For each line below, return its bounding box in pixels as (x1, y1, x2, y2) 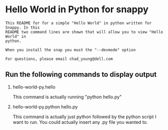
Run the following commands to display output (5, 70, 157, 79)
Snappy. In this (5, 25, 40, 30)
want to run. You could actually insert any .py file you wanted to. (12, 119, 148, 125)
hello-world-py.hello (12, 83, 56, 90)
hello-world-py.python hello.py (12, 103, 78, 110)
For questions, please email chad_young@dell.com (5, 56, 113, 61)
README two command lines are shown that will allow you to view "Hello (5, 29, 163, 34)
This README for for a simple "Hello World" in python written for (5, 20, 152, 26)
